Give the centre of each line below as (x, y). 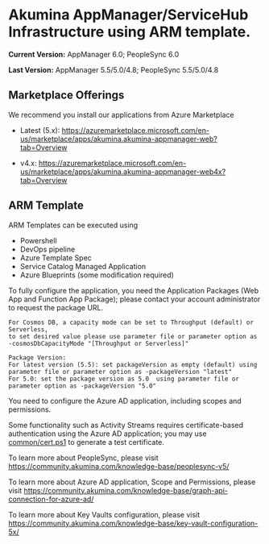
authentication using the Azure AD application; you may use (108, 434)
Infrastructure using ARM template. (130, 32)
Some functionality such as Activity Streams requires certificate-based (126, 425)
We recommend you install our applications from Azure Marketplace (122, 114)
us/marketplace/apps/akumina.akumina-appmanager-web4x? (123, 172)
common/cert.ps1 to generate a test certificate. (87, 442)
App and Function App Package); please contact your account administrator (134, 299)
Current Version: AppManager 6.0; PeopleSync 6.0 (94, 54)
